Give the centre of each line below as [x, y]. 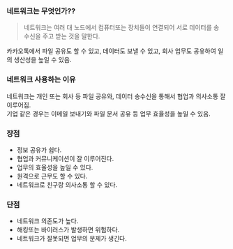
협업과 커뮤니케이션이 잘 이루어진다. [65, 158]
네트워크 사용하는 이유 [41, 80]
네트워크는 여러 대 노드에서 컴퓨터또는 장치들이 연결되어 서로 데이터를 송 [121, 28]
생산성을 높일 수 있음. [43, 60]
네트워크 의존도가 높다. [47, 221]
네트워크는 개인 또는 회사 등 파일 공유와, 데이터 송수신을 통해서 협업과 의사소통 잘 [116, 96]
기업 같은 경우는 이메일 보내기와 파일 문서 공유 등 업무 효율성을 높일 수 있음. [108, 114]
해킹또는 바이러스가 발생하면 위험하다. [68, 230]
